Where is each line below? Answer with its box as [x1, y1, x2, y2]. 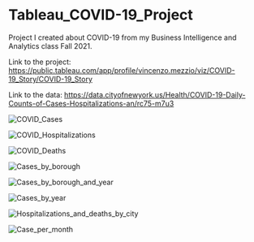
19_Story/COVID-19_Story [8, 74, 93, 84]
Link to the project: [8, 57, 71, 67]
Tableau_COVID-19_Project [8, 6, 193, 24]
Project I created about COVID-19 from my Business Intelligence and [8, 32, 237, 42]
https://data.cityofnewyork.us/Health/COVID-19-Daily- [63, 89, 246, 99]
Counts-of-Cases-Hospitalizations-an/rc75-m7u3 [8, 98, 174, 108]
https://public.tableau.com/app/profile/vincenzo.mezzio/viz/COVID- [8, 65, 235, 75]
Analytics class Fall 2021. [8, 41, 93, 50]
